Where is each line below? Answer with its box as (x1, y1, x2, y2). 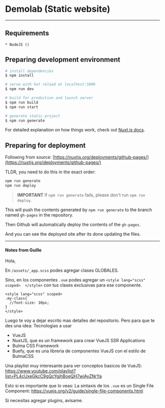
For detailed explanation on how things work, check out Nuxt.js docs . (5, 127, 145, 133)
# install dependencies (5, 68, 54, 73)
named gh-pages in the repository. (5, 212, 74, 218)
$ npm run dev (5, 87, 34, 92)
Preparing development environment (5, 56, 120, 64)
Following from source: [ (5, 154, 55, 160)
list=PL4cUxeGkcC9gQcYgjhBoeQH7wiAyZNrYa (5, 373, 102, 379)
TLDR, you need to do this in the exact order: (5, 169, 96, 175)
